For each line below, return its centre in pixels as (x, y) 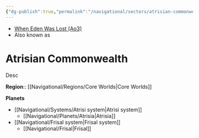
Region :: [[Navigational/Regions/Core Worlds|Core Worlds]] (79, 86)
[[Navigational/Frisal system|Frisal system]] (67, 122)
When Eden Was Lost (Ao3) (48, 28)
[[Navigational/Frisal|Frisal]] (57, 129)
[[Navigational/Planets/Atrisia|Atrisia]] (69, 115)
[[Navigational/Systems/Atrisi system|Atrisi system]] (78, 110)
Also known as (32, 35)
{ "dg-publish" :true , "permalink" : (47, 12)
